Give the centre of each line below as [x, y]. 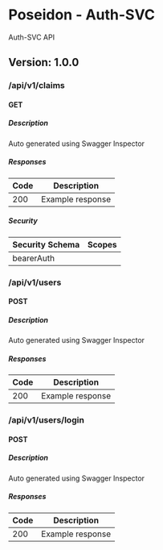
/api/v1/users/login [46, 420]
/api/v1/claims [37, 85]
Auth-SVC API [31, 37]
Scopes [102, 244]
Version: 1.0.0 [44, 62]
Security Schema [46, 244]
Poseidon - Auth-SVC [81, 15]
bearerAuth [33, 258]
